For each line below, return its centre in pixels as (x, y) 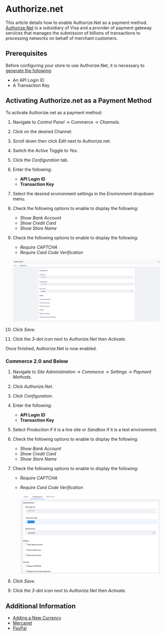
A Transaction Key (31, 85)
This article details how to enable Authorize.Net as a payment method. (76, 23)
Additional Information (41, 606)
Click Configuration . (33, 396)
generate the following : (29, 71)
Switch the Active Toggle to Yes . (45, 150)
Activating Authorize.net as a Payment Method (79, 101)
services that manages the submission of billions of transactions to (73, 33)
